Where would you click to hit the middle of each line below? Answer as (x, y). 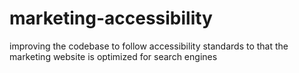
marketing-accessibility (111, 18)
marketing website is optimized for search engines (113, 56)
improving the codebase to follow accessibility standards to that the (149, 46)
